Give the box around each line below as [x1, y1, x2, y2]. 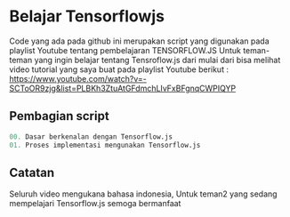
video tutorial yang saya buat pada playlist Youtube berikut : [9, 64, 230, 75]
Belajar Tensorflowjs [9, 6, 165, 27]
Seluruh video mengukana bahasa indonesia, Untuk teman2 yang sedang [9, 189, 278, 199]
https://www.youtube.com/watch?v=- [9, 73, 147, 84]
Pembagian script [9, 108, 109, 124]
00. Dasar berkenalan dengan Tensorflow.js [9, 132, 173, 141]
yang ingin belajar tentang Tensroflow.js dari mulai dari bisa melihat [34, 54, 281, 65]
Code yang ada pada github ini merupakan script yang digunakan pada [9, 36, 270, 46]
